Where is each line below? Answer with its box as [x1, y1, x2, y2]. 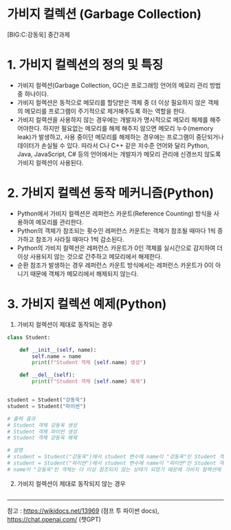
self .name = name [32, 352, 81, 360]
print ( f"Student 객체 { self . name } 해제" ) [32, 378, 146, 385]
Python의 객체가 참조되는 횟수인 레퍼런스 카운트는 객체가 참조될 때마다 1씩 [16, 226, 216, 235]
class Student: [7, 334, 51, 341]
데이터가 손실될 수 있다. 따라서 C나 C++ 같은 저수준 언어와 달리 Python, [16, 141, 210, 149]
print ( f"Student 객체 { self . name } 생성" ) [32, 359, 146, 366]
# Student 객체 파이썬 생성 [7, 428, 78, 435]
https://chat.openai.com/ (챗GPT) [7, 515, 102, 523]
